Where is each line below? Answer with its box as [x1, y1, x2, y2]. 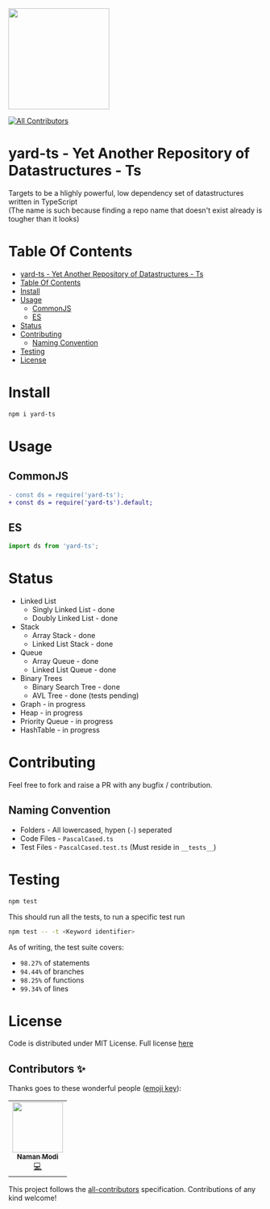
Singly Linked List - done [31, 605, 115, 615]
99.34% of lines [19, 983, 69, 993]
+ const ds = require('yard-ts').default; [8, 498, 153, 506]
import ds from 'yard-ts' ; [8, 542, 99, 551]
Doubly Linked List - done [31, 614, 118, 624]
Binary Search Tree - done [31, 683, 121, 692]
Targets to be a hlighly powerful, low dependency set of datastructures [8, 188, 244, 197]
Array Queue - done [31, 657, 99, 666]
